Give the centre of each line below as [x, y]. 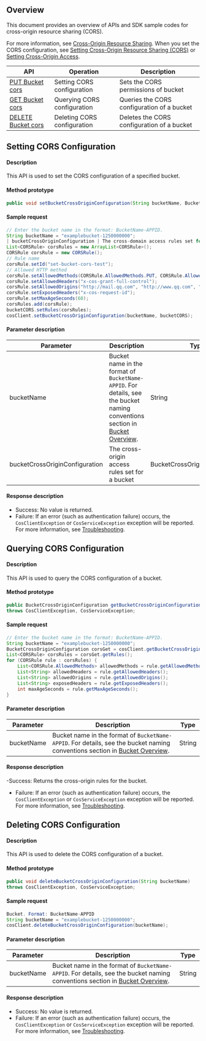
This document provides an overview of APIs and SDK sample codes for [97, 25]
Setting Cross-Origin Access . [43, 56]
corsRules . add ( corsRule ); [39, 304]
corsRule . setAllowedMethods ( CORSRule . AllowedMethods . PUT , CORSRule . [96, 276]
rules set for [126, 472]
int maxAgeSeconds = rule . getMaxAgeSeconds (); [78, 689]
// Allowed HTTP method [37, 270]
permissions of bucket [151, 90]
